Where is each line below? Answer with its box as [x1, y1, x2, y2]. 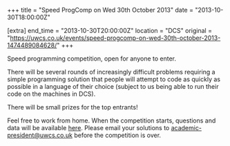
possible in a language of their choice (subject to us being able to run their [7, 83, 219, 90]
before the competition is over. [73, 131, 161, 139]
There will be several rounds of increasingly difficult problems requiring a [7, 68, 215, 76]
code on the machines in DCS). [7, 90, 96, 98]
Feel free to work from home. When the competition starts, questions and [7, 116, 216, 125]
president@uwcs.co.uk [7, 131, 73, 139]
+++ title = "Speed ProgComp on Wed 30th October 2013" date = [7, 6, 193, 14]
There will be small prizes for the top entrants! [7, 103, 138, 111]
